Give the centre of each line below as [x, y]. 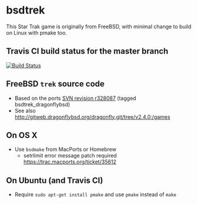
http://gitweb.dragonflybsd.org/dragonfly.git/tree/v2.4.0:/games [92, 117]
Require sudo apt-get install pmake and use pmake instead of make [95, 195]
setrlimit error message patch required [70, 156]
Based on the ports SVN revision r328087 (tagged [75, 98]
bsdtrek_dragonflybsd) [42, 104]
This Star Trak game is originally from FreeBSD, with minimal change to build [99, 26]
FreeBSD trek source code [55, 84]
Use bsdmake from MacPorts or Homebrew [65, 149]
